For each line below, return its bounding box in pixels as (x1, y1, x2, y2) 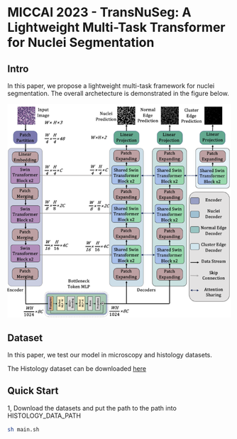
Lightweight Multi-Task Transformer (7, 19, 226, 36)
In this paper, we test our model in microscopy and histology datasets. (7, 351, 213, 359)
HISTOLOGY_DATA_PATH (7, 411, 82, 420)
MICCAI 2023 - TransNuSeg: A (7, 4, 192, 21)
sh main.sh (7, 426, 40, 433)
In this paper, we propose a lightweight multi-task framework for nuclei (7, 82, 215, 90)
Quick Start (7, 385, 59, 397)
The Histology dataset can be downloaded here (7, 364, 147, 373)
